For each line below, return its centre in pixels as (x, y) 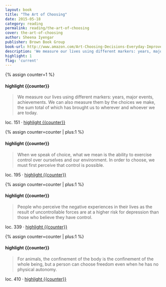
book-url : (15, 47)
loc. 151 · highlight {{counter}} (35, 123)
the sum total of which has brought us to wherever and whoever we (86, 108)
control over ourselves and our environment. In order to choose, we (86, 160)
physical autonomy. (37, 270)
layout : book (19, 10)
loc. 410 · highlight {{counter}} (36, 279)
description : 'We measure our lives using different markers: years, (78, 51)
